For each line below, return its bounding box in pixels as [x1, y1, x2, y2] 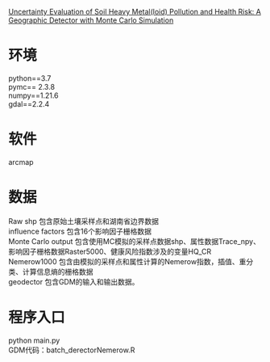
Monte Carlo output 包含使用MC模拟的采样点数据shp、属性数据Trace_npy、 [8, 236, 260, 246]
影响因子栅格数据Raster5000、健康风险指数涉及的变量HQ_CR [8, 246, 212, 256]
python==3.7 [8, 73, 52, 83]
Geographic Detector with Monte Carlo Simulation [8, 15, 174, 25]
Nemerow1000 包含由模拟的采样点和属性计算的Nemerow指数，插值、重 [8, 256, 247, 266]
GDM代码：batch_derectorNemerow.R [8, 345, 135, 355]
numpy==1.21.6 [8, 90, 59, 100]
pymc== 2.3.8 [8, 82, 55, 91]
